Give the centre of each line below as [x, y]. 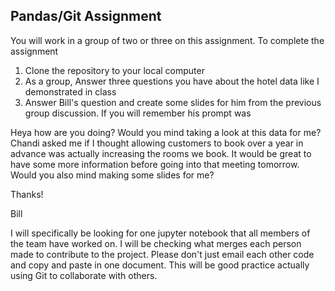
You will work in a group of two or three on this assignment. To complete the [167, 40]
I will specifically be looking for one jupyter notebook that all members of [160, 233]
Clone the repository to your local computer [114, 70]
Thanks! [27, 194]
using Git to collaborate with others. [84, 275]
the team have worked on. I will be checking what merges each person [156, 243]
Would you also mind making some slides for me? [112, 175]
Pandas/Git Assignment [86, 16]
